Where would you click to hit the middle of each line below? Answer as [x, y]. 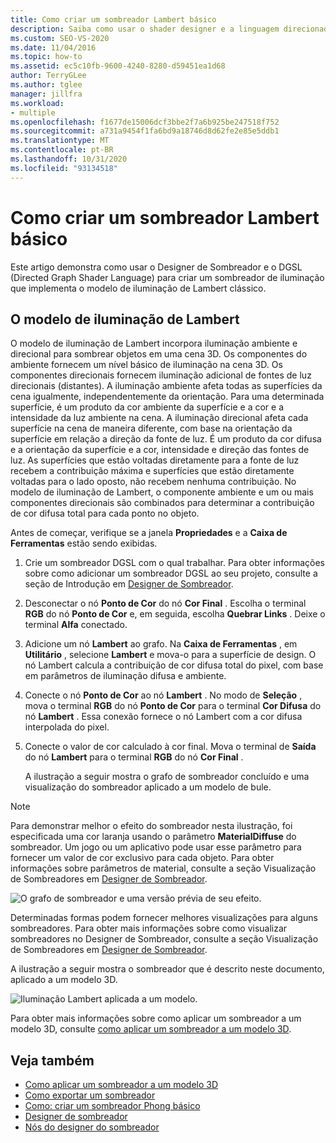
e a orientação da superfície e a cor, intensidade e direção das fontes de [160, 450]
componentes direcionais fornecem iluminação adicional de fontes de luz [161, 375]
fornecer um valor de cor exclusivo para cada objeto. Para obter [142, 858]
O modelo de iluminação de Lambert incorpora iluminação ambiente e [154, 343]
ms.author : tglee [46, 85]
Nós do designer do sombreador [92, 1127]
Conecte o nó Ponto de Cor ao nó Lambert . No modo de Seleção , [163, 695]
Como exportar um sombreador [90, 1095]
